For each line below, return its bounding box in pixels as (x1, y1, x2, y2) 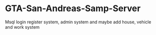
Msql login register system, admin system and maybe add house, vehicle (5, 19, 152, 25)
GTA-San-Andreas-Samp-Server (5, 3, 141, 14)
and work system (5, 24, 40, 30)
